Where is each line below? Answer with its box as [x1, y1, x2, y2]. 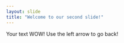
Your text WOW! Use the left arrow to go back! [6, 30, 119, 37]
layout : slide [6, 8, 41, 15]
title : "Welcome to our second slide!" [6, 14, 104, 20]
